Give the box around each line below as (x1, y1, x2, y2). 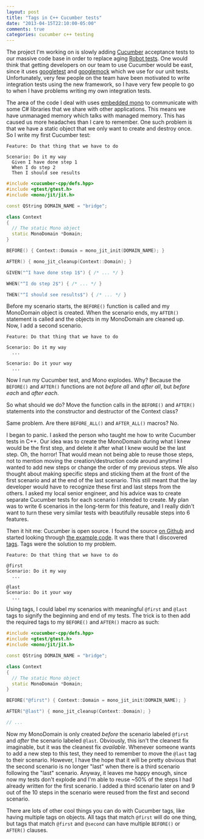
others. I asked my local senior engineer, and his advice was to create (6, 490, 181, 497)
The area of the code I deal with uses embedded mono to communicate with (6, 99, 198, 107)
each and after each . (6, 390, 59, 397)
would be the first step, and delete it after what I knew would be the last (6, 444, 186, 452)
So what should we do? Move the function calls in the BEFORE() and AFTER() (6, 401, 195, 409)
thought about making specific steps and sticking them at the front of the (6, 470, 190, 477)
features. (6, 516, 29, 523)
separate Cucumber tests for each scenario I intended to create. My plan (6, 496, 189, 504)
